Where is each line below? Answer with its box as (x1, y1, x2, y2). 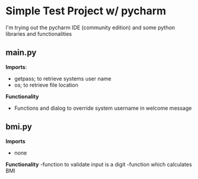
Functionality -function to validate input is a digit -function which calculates (5, 161, 193, 168)
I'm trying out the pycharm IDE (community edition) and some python (5, 24, 175, 31)
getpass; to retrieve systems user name (14, 75, 112, 82)
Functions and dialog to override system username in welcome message (14, 104, 192, 112)
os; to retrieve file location (14, 81, 78, 88)
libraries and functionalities (5, 30, 72, 37)
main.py (5, 48, 37, 58)
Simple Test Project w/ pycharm (5, 4, 166, 18)
